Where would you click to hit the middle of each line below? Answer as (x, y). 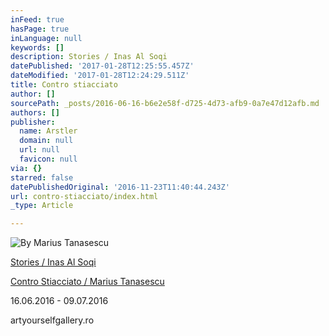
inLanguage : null (46, 38)
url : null (39, 150)
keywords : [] (37, 47)
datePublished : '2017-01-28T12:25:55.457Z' (102, 66)
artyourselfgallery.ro (52, 320)
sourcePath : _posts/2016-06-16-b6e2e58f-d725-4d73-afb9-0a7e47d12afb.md (165, 103)
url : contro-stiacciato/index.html (84, 196)
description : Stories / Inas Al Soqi (89, 57)
